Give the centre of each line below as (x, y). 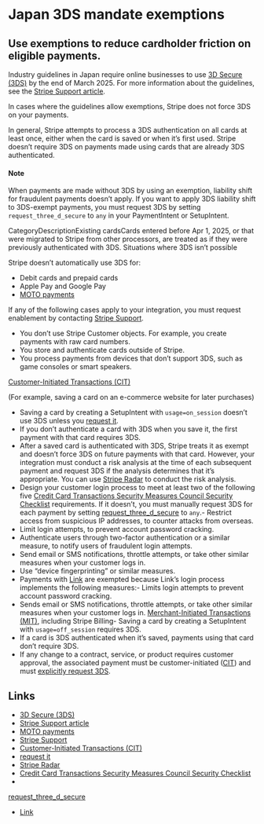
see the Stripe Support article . (57, 91)
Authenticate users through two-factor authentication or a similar (125, 538)
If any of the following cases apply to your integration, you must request (125, 310)
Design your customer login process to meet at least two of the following (137, 488)
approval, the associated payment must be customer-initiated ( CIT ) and (135, 663)
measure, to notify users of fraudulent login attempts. (106, 546)
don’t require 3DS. (49, 646)
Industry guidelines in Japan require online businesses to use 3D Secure (125, 75)
